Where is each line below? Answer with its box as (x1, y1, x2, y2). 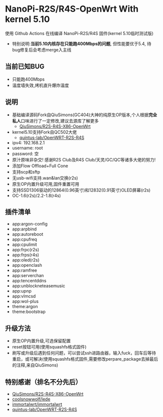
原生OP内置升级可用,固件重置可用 (12, 181, 79, 187)
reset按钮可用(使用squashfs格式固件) (12, 344, 87, 350)
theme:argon (12, 304, 38, 310)
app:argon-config (12, 221, 48, 227)
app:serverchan (12, 273, 44, 278)
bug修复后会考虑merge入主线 (12, 47, 72, 52)
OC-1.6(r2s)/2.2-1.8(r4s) (12, 192, 61, 198)
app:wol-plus (12, 298, 39, 304)
